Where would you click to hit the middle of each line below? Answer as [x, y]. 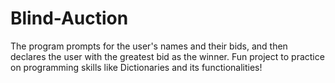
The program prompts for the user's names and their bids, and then [149, 46]
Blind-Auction [69, 18]
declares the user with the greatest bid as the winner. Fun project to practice [167, 56]
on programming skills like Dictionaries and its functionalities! [136, 67]
